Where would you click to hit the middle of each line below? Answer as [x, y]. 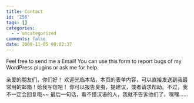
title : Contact [25, 11]
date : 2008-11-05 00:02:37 [39, 45]
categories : [21, 28]
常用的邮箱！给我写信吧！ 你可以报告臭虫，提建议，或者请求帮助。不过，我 [97, 87]
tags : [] [17, 22]
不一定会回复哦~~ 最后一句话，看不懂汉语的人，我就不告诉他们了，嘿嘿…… [97, 94]
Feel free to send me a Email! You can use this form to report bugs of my [94, 61]
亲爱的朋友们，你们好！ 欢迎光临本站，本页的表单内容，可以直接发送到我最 [97, 79]
